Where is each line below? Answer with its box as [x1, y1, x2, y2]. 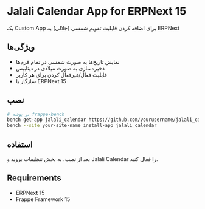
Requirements [7, 173, 61, 183]
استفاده [7, 139, 33, 149]
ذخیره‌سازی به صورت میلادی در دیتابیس [15, 64, 105, 72]
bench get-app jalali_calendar [7, 117, 86, 123]
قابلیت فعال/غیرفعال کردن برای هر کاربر [15, 71, 107, 78]
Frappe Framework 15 [15, 196, 71, 203]
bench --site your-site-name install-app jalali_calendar [7, 123, 157, 129]
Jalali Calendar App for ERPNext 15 [7, 4, 187, 18]
